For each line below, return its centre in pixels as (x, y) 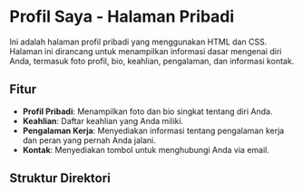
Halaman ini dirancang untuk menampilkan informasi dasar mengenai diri (146, 51)
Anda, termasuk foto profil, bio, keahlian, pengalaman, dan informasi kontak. (152, 61)
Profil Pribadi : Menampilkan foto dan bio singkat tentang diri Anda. (147, 111)
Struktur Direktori (60, 178)
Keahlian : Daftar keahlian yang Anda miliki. (103, 120)
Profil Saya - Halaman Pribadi (122, 17)
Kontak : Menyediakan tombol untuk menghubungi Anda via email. (146, 149)
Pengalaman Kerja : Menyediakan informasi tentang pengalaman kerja (153, 130)
